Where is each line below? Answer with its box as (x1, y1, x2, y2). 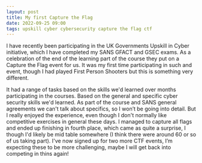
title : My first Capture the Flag (6, 14, 93, 21)
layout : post (6, 8, 39, 15)
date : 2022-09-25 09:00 (6, 20, 66, 26)
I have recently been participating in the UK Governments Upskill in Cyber (6, 42, 190, 50)
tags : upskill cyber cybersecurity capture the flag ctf (6, 25, 153, 32)
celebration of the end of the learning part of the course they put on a (6, 55, 180, 62)
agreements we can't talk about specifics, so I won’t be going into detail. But (6, 105, 196, 112)
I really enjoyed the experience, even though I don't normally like (6, 112, 167, 119)
